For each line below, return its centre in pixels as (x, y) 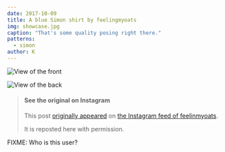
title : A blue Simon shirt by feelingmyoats (72, 20)
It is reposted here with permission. (74, 129)
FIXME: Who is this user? (42, 142)
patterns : (21, 39)
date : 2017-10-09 (32, 13)
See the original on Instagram (67, 100)
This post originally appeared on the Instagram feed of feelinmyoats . (121, 116)
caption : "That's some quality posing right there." (84, 33)
